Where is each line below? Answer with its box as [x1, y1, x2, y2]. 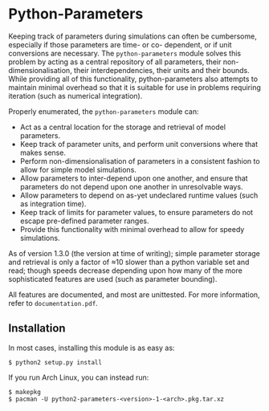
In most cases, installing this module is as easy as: [8, 343, 175, 352]
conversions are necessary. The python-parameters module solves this [8, 48, 242, 58]
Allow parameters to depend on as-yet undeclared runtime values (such [19, 190, 259, 200]
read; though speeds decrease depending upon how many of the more [8, 266, 243, 275]
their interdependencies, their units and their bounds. [73, 65, 251, 75]
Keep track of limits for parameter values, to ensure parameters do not [19, 207, 254, 217]
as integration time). [19, 198, 87, 209]
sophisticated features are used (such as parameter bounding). [8, 274, 218, 283]
